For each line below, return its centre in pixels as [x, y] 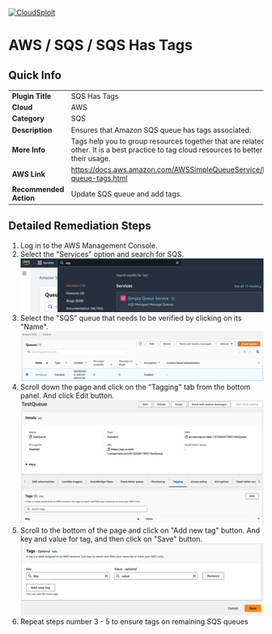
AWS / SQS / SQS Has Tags [100, 45]
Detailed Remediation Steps [80, 226]
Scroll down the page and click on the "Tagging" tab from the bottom [135, 387]
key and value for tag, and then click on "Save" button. [111, 538]
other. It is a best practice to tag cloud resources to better [167, 149]
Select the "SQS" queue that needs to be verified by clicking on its [131, 318]
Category [28, 118]
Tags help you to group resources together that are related [168, 141]
